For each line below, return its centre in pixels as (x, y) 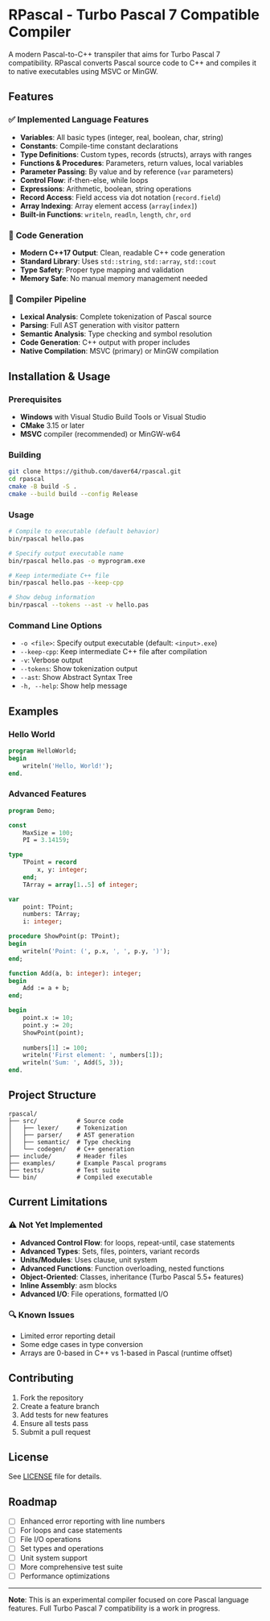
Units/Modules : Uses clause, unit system (89, 1259)
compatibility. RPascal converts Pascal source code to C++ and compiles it (133, 63)
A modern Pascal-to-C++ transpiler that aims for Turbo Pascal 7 (115, 54)
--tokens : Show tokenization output (79, 669)
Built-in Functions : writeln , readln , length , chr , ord (105, 214)
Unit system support (54, 1557)
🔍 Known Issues (41, 1315)
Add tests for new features (64, 1415)
